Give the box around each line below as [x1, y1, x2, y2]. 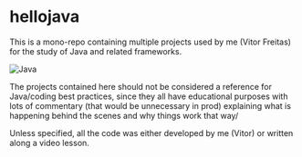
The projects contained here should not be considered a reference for [9, 81, 272, 92]
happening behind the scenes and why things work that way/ [9, 110, 239, 121]
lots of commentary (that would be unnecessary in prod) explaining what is [9, 100, 292, 111]
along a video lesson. [9, 137, 89, 148]
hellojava [9, 6, 80, 27]
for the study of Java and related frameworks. [9, 45, 182, 56]
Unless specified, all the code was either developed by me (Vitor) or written [9, 127, 294, 138]
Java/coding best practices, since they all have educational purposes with [9, 91, 288, 102]
